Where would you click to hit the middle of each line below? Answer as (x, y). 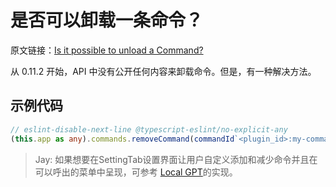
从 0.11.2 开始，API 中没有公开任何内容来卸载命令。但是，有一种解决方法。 (163, 71)
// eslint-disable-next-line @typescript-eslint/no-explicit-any (149, 129)
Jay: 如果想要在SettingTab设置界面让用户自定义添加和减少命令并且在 (176, 159)
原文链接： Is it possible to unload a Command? (107, 50)
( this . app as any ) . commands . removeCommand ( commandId (122, 139)
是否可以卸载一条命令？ (107, 20)
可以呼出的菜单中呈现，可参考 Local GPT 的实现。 (136, 172)
